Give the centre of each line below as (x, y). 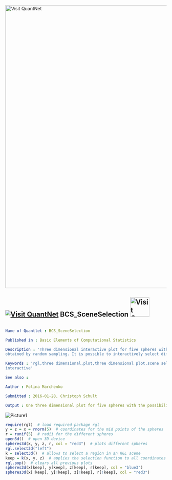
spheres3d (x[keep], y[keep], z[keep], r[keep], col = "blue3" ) (74, 468)
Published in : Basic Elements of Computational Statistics (71, 340)
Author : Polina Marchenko (34, 387)
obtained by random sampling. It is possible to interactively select (82, 354)
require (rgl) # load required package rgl (52, 424)
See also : (17, 378)
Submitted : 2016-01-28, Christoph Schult (51, 396)
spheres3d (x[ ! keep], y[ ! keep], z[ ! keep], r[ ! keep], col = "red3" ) (78, 473)
